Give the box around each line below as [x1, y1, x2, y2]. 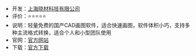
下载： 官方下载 [11, 44, 49, 51]
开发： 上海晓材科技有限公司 [11, 5, 80, 12]
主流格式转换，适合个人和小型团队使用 [17, 29, 111, 36]
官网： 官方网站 [11, 37, 49, 43]
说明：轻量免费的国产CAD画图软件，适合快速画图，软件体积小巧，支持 [11, 22, 185, 28]
